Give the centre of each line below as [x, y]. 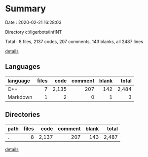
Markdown [20, 97]
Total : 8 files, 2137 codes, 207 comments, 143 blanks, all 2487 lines [74, 41]
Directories [23, 115]
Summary [25, 9]
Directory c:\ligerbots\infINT [34, 32]
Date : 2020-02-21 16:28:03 [33, 22]
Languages [23, 67]
